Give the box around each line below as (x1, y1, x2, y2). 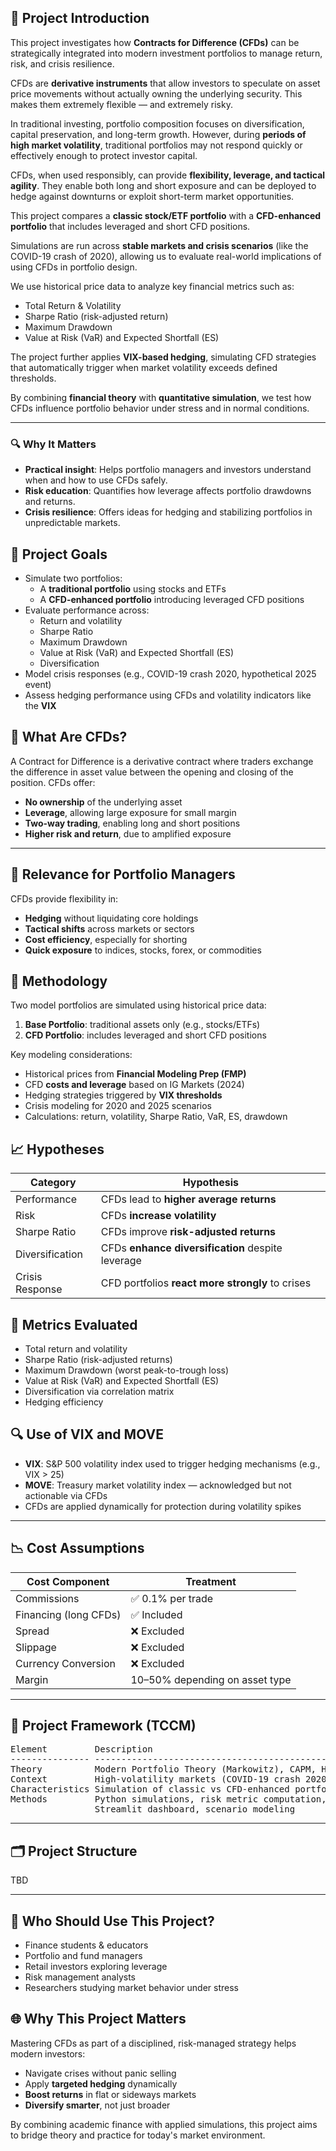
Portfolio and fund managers (24, 1950, 143, 1962)
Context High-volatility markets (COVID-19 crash (10, 1774, 301, 1785)
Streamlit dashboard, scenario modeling (94, 1804, 296, 1815)
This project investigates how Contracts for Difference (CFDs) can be (10, 36, 300, 48)
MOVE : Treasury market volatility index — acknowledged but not (24, 1479, 292, 1491)
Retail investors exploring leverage (24, 1961, 168, 1973)
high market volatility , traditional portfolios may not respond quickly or (10, 139, 303, 151)
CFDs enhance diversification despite (100, 1241, 283, 1255)
